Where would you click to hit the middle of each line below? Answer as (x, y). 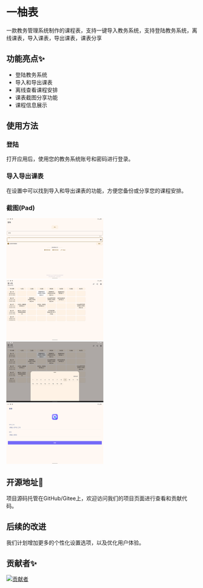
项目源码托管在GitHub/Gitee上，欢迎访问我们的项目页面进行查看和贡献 (94, 498)
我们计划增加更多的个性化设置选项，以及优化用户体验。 (75, 543)
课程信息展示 (31, 105)
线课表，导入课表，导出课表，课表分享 (54, 38)
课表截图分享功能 (36, 97)
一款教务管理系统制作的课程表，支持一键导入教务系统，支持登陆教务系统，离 (102, 30)
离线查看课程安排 (36, 90)
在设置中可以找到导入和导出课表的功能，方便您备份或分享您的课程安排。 (96, 190)
